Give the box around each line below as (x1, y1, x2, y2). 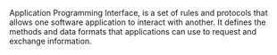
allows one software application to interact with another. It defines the (9, 17, 266, 27)
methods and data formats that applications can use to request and (9, 27, 257, 36)
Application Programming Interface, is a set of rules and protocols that (9, 8, 268, 18)
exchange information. (9, 35, 92, 46)
